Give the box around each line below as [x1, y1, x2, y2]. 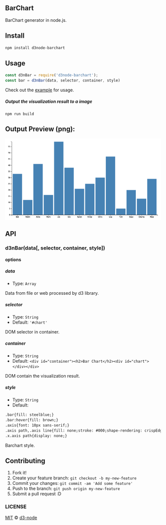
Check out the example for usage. [5, 87, 74, 93]
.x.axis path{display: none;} [5, 433, 68, 438]
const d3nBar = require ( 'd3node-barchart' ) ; [5, 73, 98, 78]
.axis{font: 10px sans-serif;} [5, 423, 70, 428]
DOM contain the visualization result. [5, 373, 80, 379]
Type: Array [12, 280, 37, 287]
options [5, 257, 21, 262]
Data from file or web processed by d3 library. [5, 290, 99, 296]
